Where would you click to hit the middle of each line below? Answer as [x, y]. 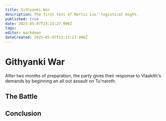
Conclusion [23, 113]
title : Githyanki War [28, 10]
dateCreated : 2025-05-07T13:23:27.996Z [46, 38]
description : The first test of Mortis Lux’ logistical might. [72, 14]
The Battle [22, 96]
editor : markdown [23, 33]
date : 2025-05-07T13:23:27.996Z [39, 24]
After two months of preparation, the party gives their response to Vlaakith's [83, 75]
